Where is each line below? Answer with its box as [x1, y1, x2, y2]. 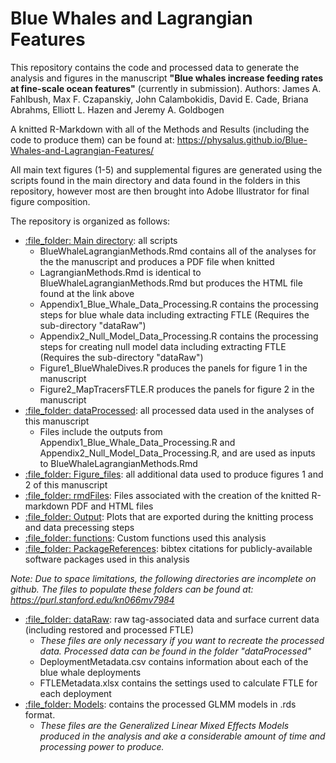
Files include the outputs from [39, 425, 163, 437]
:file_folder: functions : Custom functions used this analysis [24, 532, 267, 544]
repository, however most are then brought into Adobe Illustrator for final [10, 185, 310, 197]
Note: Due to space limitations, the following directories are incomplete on [10, 572, 317, 584]
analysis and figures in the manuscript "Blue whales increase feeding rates [10, 72, 324, 84]
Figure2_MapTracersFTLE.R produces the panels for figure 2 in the [39, 383, 315, 395]
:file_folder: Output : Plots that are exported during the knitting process [24, 510, 314, 522]
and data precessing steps [24, 521, 135, 533]
